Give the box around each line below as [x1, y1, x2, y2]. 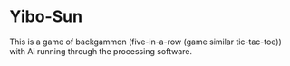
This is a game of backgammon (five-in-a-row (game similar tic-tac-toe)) [9, 36, 283, 47]
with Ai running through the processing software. [9, 45, 193, 56]
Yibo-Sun [9, 6, 83, 27]
